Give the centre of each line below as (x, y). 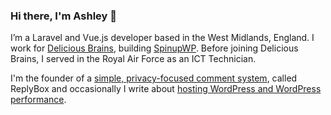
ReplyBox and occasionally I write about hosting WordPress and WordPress (166, 89)
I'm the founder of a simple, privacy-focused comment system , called (154, 78)
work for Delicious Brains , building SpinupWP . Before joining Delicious (154, 48)
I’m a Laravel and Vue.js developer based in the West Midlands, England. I (162, 38)
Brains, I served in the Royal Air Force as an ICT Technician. (133, 59)
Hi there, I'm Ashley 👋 (63, 16)
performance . (38, 100)
